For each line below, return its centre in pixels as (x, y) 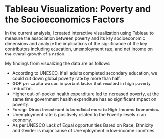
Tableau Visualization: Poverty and (78, 9)
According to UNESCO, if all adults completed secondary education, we (85, 73)
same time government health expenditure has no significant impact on (84, 99)
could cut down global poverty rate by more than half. (67, 78)
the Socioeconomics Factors (65, 19)
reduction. (23, 88)
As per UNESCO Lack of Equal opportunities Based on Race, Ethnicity (83, 125)
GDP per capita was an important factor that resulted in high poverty (82, 83)
